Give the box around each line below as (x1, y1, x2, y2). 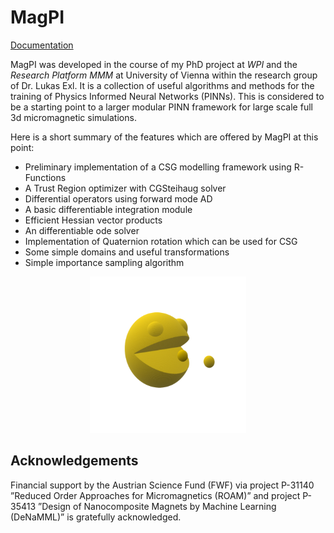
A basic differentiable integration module (24, 203, 193, 215)
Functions (24, 171, 67, 183)
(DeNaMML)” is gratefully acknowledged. (10, 511, 182, 523)
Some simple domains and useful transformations (24, 246, 230, 258)
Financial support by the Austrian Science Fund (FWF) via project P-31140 (10, 479, 315, 491)
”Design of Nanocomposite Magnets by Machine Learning (38, 500, 277, 512)
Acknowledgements (10, 452, 139, 470)
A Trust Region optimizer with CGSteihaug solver (24, 182, 227, 194)
